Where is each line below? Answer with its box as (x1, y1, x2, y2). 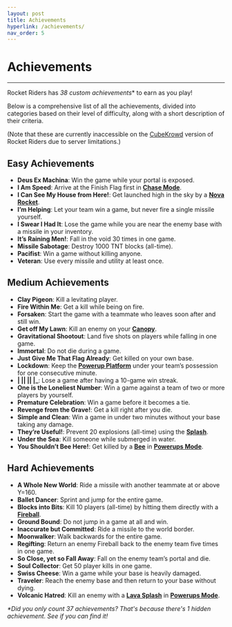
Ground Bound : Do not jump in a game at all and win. (17, 517, 168, 526)
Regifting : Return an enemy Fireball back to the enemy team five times (17, 539, 219, 547)
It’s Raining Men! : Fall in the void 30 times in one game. (17, 235, 176, 243)
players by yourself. (17, 390, 74, 399)
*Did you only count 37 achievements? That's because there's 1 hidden (7, 604, 211, 612)
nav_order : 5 (7, 29, 45, 37)
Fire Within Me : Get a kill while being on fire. (17, 302, 144, 311)
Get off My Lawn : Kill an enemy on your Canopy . (17, 325, 157, 333)
